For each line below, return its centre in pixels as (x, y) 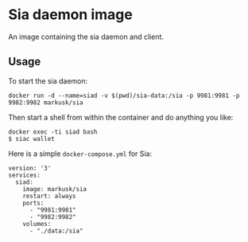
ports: (33, 203)
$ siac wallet (32, 139)
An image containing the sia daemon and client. (86, 37)
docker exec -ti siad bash (53, 132)
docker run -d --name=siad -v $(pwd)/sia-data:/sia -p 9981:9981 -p (124, 96)
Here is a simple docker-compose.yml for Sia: (80, 154)
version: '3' (30, 168)
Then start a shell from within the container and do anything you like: (121, 117)
